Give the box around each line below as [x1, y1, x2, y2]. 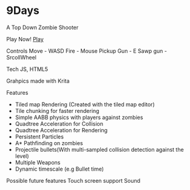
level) [15, 152, 29, 160]
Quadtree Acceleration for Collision [15, 120, 103, 127]
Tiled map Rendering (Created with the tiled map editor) [15, 101, 155, 108]
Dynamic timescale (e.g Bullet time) [15, 165, 104, 172]
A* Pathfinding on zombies [15, 139, 83, 146]
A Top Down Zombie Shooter [6, 24, 79, 31]
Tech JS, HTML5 [6, 65, 49, 73]
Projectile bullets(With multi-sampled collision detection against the [15, 146, 184, 153]
